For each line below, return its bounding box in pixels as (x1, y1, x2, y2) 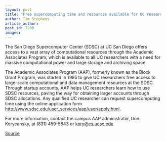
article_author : (5, 21, 39, 26)
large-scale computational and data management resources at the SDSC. (5, 80, 154, 86)
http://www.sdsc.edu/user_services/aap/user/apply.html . (5, 106, 121, 112)
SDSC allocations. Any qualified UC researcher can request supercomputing (5, 95, 161, 101)
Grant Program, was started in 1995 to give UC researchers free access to (5, 75, 156, 80)
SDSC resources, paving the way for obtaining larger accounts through (5, 90, 150, 96)
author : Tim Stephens (5, 16, 50, 21)
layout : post (5, 7, 32, 12)
